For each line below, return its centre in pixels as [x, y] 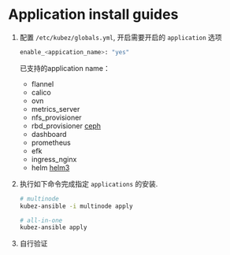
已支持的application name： [65, 68]
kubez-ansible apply [53, 227]
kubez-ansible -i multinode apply [76, 206]
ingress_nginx [54, 159]
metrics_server [56, 109]
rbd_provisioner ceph [66, 126]
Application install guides [93, 15]
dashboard [49, 134]
